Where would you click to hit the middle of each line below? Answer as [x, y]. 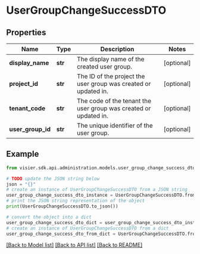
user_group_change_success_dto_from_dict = [61, 234]
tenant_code [27, 108]
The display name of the [110, 59]
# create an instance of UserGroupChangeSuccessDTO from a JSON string [97, 190]
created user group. [104, 66]
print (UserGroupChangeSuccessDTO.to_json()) [62, 206]
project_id [24, 84]
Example [23, 154]
